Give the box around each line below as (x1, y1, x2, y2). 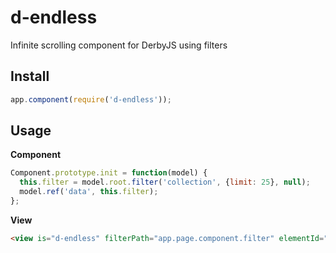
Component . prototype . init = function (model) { (10, 168, 208, 178)
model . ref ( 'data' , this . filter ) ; (19, 187, 159, 197)
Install (10, 68, 50, 85)
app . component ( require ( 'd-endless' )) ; (10, 94, 172, 105)
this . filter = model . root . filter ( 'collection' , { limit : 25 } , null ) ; (19, 177, 311, 188)
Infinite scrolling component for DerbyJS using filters (10, 39, 228, 51)
